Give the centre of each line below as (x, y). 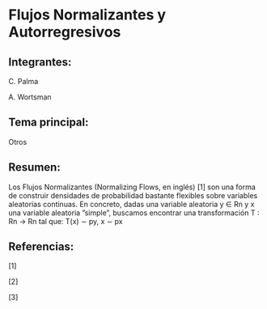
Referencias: (41, 247)
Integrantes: (40, 62)
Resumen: (34, 167)
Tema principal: (49, 123)
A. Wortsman (30, 97)
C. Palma (23, 81)
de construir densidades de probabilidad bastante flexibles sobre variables (133, 195)
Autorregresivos (65, 32)
